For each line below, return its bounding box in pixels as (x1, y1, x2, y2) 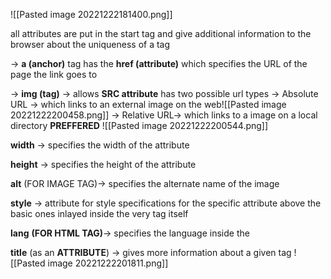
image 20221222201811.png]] (47, 257, 169, 269)
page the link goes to (10, 69, 98, 80)
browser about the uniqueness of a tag (10, 39, 171, 50)
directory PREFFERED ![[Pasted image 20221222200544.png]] (10, 120, 269, 131)
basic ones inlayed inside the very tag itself (10, 208, 189, 219)
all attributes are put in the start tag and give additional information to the (10, 28, 312, 39)
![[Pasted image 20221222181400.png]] (10, 9, 173, 20)
